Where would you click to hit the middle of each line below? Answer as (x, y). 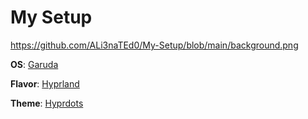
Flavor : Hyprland (45, 83)
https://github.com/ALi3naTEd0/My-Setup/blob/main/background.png (154, 45)
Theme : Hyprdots (47, 103)
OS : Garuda (34, 64)
